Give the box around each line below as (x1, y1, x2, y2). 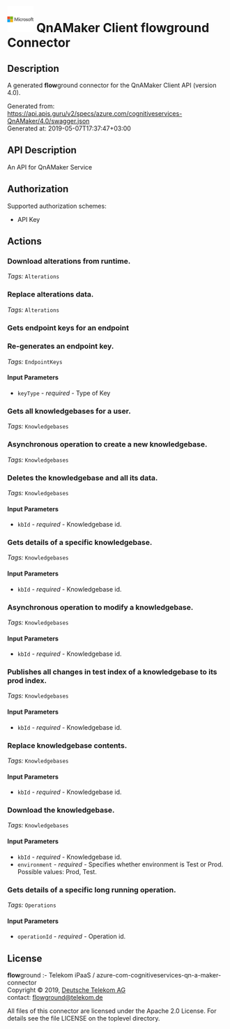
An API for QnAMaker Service (7, 163, 93, 171)
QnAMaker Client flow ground (36, 20, 210, 36)
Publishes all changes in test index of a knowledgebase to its (7, 667, 217, 677)
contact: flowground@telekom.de (7, 993, 103, 1001)
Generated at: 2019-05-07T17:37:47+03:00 (7, 124, 131, 133)
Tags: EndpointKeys (7, 357, 63, 366)
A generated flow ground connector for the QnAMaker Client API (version (7, 81, 217, 89)
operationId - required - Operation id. (17, 932, 126, 940)
